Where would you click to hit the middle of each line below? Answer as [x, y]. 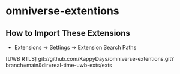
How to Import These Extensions [68, 33]
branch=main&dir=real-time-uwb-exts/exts [59, 65]
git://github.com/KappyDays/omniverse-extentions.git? [106, 59]
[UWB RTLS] [21, 59]
